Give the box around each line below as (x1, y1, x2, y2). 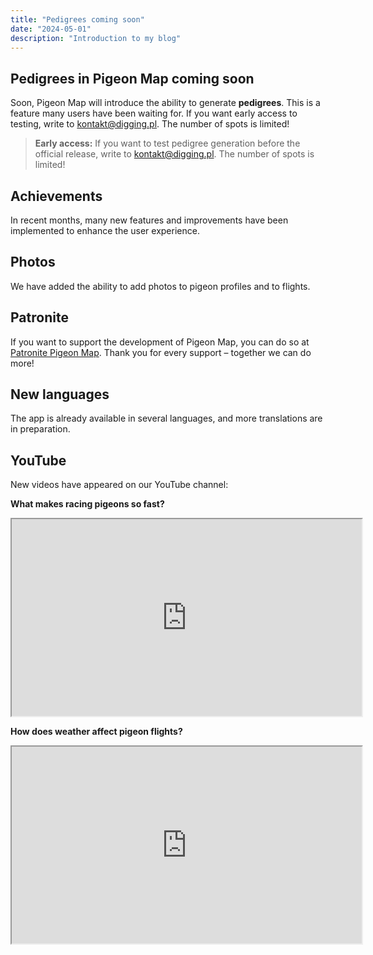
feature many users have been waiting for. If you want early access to (10, 107, 298, 120)
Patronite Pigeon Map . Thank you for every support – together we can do (10, 346, 312, 358)
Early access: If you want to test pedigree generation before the (34, 137, 301, 150)
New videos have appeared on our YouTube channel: (10, 479, 229, 491)
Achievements (10, 187, 103, 205)
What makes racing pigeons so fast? (10, 498, 165, 510)
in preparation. (10, 423, 71, 435)
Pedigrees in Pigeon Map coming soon (10, 70, 255, 87)
